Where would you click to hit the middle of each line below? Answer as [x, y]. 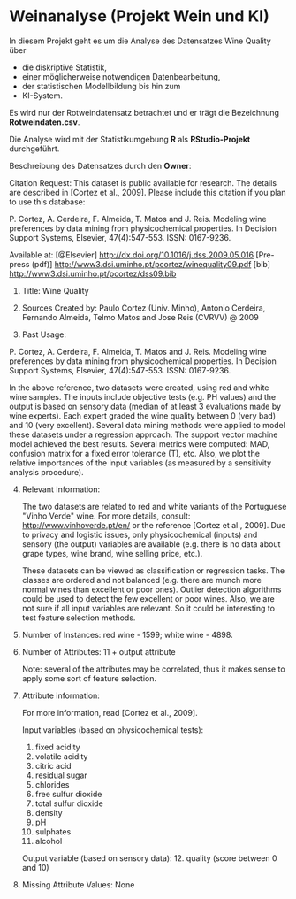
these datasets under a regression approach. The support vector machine [144, 434]
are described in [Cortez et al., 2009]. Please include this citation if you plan [148, 192]
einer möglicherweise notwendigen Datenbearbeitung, [121, 76]
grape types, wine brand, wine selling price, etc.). [112, 553]
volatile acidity [61, 756]
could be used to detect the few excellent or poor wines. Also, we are [148, 598]
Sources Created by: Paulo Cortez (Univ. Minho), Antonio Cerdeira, [144, 308]
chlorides [52, 784]
